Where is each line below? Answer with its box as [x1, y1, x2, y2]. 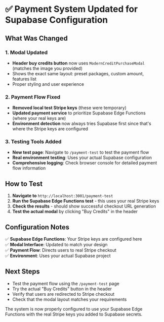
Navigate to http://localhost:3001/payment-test [12, 193, 114, 199]
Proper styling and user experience [12, 81, 84, 87]
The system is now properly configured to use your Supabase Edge [5, 306, 143, 312]
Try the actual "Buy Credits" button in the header [12, 286, 112, 292]
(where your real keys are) [12, 115, 66, 121]
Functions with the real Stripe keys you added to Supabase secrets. [5, 311, 143, 317]
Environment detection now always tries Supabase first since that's [12, 120, 152, 127]
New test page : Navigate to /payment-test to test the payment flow [12, 150, 149, 156]
